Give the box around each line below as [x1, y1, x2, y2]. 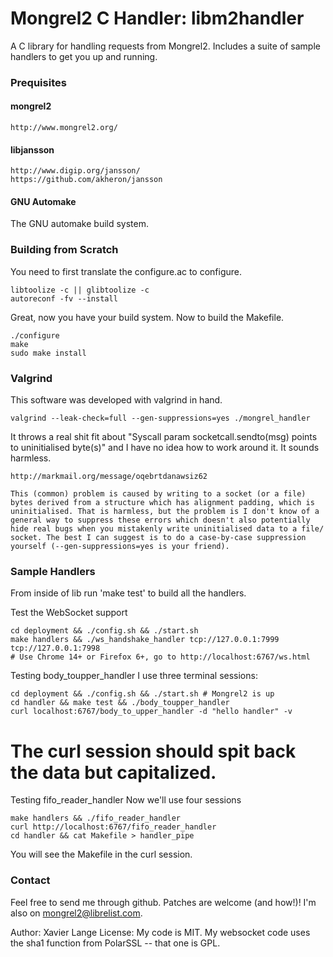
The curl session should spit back [10, 740, 297, 762]
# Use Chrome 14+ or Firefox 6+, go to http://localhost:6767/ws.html [10, 652, 311, 662]
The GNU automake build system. [10, 218, 150, 230]
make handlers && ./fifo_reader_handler [10, 813, 182, 824]
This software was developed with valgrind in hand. [10, 394, 223, 406]
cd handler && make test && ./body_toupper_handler [10, 698, 230, 708]
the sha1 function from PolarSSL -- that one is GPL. [10, 937, 221, 949]
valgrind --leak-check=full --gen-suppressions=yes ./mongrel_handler [10, 413, 311, 424]
